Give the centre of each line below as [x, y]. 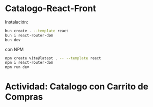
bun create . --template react [37, 31]
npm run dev [17, 67]
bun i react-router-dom [29, 35]
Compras [24, 97]
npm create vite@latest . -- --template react [53, 58]
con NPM [14, 49]
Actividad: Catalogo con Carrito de [77, 87]
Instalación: [17, 22]
